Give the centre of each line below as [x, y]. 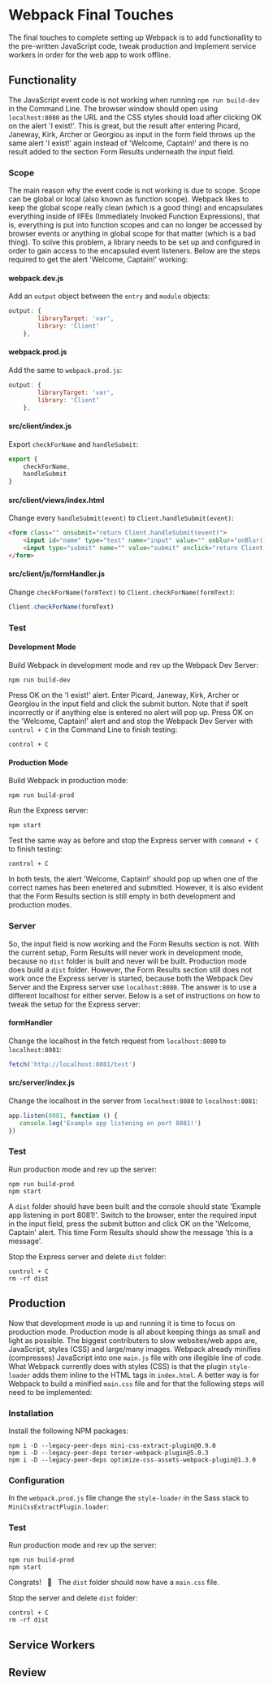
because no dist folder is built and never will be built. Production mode [128, 961]
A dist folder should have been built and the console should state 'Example [135, 1206]
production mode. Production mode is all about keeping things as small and [134, 1332]
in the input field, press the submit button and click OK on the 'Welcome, [130, 1224]
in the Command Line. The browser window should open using [113, 108]
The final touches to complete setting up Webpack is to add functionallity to [135, 37]
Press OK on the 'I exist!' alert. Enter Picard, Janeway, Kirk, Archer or [124, 695]
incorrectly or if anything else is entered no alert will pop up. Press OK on [131, 713]
